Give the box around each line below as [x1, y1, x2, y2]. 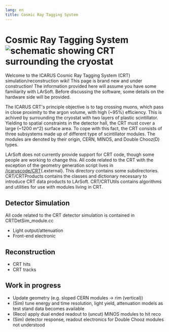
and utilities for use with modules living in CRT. [5, 184, 103, 190]
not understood [12, 321, 45, 328]
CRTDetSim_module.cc [5, 218, 54, 224]
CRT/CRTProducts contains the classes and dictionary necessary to [5, 173, 147, 179]
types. [5, 142, 19, 148]
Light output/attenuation [12, 227, 63, 234]
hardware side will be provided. [5, 94, 71, 100]
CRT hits [12, 261, 31, 267]
